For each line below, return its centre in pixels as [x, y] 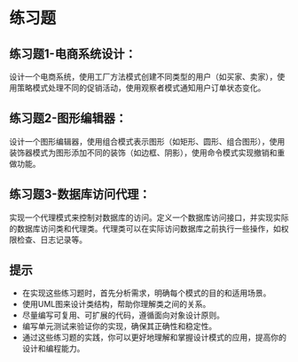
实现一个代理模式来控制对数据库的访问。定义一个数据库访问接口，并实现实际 [149, 217]
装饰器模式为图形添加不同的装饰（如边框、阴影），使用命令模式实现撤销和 [143, 153]
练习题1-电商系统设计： [73, 54]
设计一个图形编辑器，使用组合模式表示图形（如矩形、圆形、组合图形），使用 [147, 141]
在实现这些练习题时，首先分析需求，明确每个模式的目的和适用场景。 [146, 293]
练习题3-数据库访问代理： [80, 195]
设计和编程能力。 [53, 349]
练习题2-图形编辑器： [68, 118]
